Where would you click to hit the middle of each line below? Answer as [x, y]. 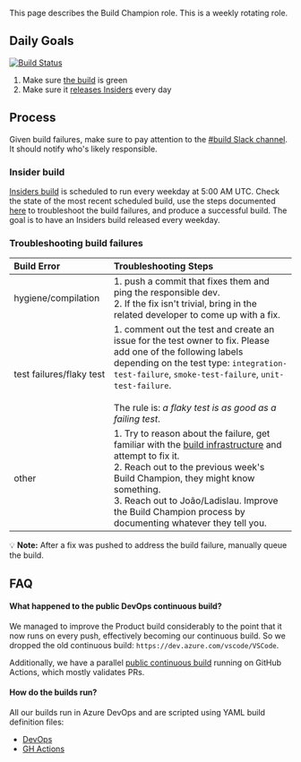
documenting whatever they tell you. [190, 523]
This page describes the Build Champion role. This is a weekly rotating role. [149, 13]
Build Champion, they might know [184, 478]
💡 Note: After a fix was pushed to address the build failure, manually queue [148, 545]
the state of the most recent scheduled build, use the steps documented [142, 201]
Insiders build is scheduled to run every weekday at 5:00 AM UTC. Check [145, 191]
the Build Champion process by [180, 512]
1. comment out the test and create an [194, 330]
